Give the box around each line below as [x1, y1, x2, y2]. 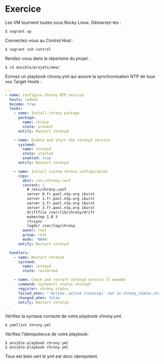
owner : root [22, 228, 47, 233]
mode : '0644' [22, 237, 49, 242]
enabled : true [22, 156, 51, 161]
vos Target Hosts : [5, 78, 42, 84]
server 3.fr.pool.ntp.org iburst [26, 205, 95, 210]
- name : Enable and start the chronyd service [14, 137, 110, 142]
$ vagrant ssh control [5, 47, 51, 52]
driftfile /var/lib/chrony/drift [26, 210, 95, 215]
